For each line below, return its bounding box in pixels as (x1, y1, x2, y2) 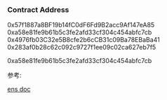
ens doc (7, 85, 31, 94)
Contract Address (7, 5, 69, 15)
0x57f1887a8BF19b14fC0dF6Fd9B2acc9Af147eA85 (7, 21, 155, 29)
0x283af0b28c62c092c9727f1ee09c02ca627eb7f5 (7, 43, 156, 52)
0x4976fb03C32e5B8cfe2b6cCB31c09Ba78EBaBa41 (7, 36, 160, 44)
